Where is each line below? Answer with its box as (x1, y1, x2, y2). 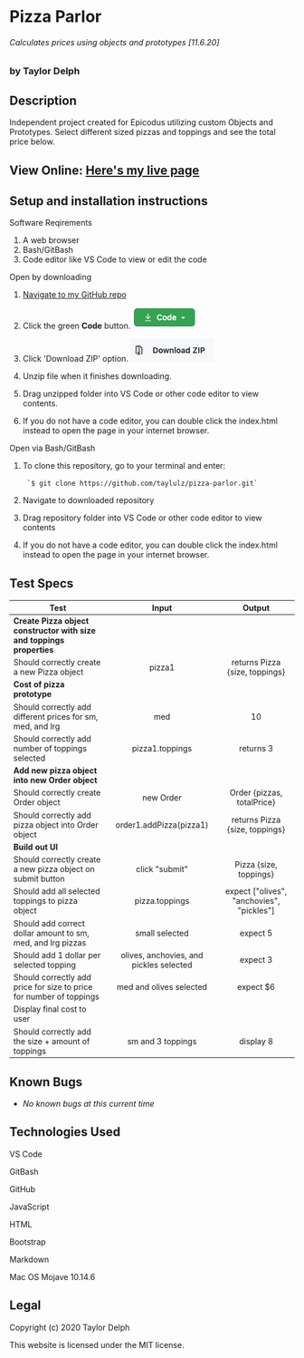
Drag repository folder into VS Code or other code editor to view (22, 512, 262, 523)
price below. (9, 136, 56, 147)
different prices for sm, (13, 711, 99, 722)
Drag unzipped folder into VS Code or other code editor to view (22, 388, 260, 400)
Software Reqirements (9, 218, 92, 228)
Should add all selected (13, 886, 101, 897)
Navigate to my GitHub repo (22, 289, 127, 300)
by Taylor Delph (9, 65, 81, 78)
